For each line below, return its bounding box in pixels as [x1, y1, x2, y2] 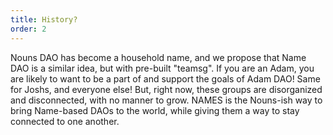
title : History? [10, 14, 78, 25]
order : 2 [10, 24, 47, 34]
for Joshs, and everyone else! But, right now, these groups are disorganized [10, 83, 323, 95]
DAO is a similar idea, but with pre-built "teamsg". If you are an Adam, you [10, 62, 315, 74]
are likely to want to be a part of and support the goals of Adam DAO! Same [10, 72, 321, 85]
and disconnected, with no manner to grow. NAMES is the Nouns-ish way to [10, 94, 323, 106]
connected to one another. [10, 115, 120, 127]
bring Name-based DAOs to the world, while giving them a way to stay [10, 104, 300, 116]
